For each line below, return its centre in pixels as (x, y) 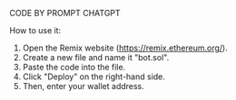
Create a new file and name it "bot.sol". (96, 57)
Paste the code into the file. (74, 67)
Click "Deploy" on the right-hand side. (94, 77)
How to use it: (35, 30)
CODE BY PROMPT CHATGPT (65, 13)
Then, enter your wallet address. (84, 86)
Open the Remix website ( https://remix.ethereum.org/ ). (125, 48)
